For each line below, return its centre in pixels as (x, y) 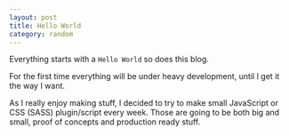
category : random (41, 34)
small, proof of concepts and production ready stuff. (105, 122)
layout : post (33, 17)
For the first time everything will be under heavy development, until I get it (144, 76)
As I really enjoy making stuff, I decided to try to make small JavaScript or (144, 103)
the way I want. (37, 86)
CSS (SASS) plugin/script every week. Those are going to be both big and (144, 113)
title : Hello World (45, 26)
